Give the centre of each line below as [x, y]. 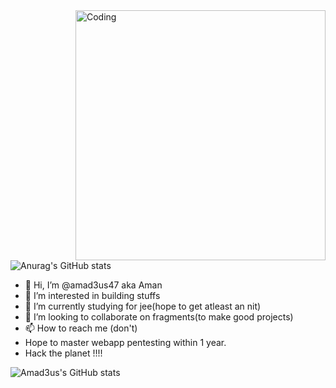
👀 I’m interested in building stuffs [92, 295]
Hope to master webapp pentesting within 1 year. [125, 342]
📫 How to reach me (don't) [81, 328]
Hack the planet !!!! [63, 353]
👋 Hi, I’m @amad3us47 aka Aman [93, 285]
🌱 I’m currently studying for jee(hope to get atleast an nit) [143, 306]
